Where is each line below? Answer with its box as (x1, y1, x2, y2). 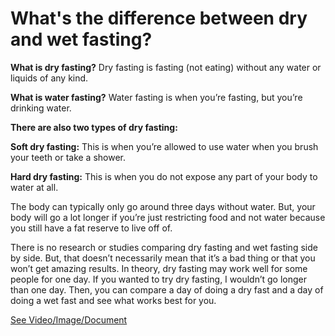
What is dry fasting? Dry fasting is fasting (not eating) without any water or (10, 61, 322, 73)
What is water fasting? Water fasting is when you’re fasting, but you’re (10, 91, 303, 103)
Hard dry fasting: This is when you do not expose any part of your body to (10, 170, 318, 182)
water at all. (10, 181, 59, 193)
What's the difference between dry (10, 7, 308, 30)
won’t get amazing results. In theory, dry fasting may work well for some (10, 262, 308, 274)
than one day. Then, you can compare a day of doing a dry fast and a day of (10, 283, 324, 296)
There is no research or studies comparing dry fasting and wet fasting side (10, 241, 318, 253)
